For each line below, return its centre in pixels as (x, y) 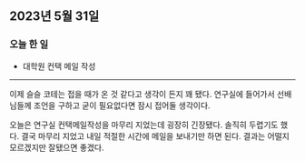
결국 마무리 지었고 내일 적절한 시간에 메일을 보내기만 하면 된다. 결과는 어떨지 (156, 136)
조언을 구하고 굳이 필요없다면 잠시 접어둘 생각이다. (122, 105)
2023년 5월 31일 (54, 16)
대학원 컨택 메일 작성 (59, 65)
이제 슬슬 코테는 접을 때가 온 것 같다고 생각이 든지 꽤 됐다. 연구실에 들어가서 (142, 94)
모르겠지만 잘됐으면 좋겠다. (57, 147)
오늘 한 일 (29, 45)
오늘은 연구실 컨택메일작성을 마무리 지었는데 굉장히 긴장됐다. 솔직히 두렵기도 (144, 125)
